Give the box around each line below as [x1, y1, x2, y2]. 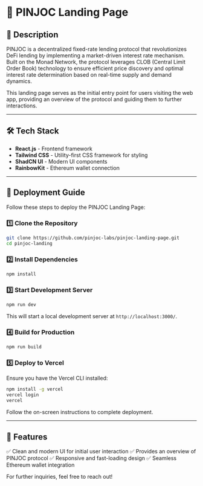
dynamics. [6, 78, 32, 85]
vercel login [6, 392, 39, 398]
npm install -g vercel [6, 386, 63, 392]
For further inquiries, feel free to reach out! [6, 473, 113, 480]
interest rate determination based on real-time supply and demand [6, 71, 172, 78]
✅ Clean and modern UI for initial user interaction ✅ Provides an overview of [6, 447, 196, 455]
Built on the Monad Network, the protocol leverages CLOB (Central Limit [6, 59, 186, 65]
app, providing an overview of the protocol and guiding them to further [6, 96, 182, 103]
